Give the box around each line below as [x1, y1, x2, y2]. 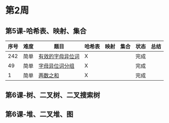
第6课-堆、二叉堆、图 [5, 110, 74, 118]
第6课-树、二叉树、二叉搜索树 [5, 91, 101, 100]
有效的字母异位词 [38, 53, 80, 60]
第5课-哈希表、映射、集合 [5, 27, 87, 35]
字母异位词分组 [38, 62, 75, 69]
